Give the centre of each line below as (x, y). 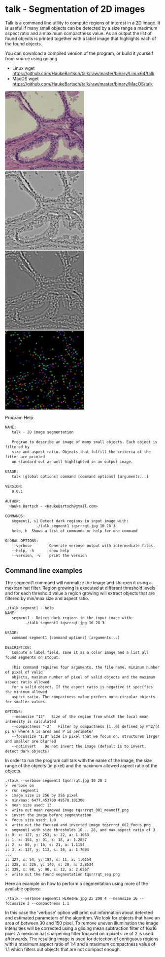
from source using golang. (32, 58)
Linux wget (23, 68)
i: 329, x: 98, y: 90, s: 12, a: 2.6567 (47, 869)
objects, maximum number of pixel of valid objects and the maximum (83, 677)
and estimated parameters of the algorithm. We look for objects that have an (82, 917)
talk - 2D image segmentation (43, 432)
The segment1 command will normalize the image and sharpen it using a (78, 582)
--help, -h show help (40, 551)
